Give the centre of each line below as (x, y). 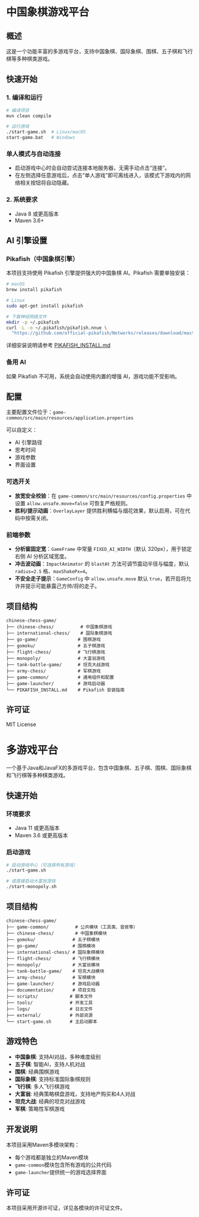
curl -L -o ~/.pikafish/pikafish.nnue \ (57, 328)
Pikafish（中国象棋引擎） (42, 259)
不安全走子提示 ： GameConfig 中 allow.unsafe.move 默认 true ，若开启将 (100, 579)
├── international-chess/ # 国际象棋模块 (55, 952)
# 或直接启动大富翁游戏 (31, 881)
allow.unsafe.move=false (57, 503)
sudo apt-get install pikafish (45, 306)
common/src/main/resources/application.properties (70, 418)
